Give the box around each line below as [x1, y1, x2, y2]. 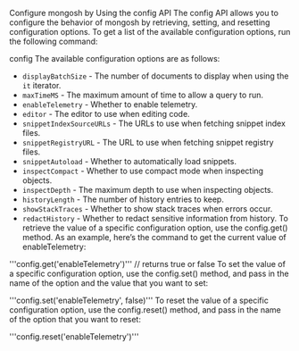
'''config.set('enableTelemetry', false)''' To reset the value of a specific [9, 295, 270, 305]
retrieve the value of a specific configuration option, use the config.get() [21, 222, 288, 233]
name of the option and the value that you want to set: [9, 278, 209, 288]
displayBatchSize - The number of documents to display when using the [21, 71, 289, 81]
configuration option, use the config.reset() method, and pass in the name [9, 305, 281, 315]
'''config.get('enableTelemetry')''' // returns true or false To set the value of [9, 259, 286, 269]
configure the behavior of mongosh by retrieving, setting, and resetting [9, 17, 270, 28]
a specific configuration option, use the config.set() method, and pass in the [9, 268, 289, 279]
